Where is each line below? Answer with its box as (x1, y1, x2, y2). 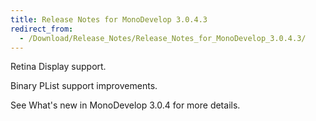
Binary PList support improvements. (10, 80, 158, 92)
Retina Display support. (10, 61, 107, 73)
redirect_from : (10, 24, 74, 34)
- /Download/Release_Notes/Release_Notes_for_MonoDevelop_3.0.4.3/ (19, 33, 307, 43)
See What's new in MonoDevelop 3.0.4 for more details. (10, 99, 241, 111)
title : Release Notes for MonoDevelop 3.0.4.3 (10, 14, 208, 25)
